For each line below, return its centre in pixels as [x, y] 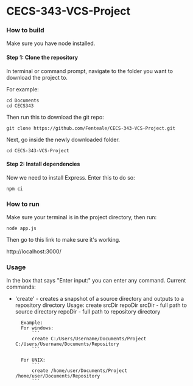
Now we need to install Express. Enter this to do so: [71, 177]
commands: [21, 287]
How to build [25, 30]
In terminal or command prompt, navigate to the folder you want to [90, 71]
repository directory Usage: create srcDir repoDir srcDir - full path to [101, 305]
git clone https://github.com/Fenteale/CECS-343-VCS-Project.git [91, 128]
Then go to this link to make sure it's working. [63, 240]
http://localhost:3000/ [34, 251]
